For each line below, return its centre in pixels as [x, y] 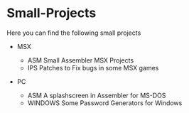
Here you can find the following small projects [74, 33]
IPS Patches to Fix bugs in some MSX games [93, 68]
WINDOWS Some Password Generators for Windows [105, 103]
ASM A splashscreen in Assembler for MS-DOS [97, 95]
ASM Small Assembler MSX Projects [81, 60]
